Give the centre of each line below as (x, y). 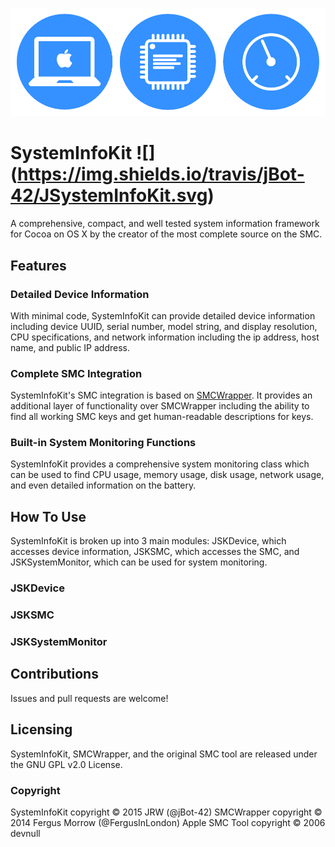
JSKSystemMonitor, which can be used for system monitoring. (139, 562)
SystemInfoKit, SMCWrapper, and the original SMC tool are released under (164, 754)
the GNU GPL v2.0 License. (66, 764)
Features (38, 265)
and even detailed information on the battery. (103, 485)
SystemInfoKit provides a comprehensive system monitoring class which (160, 464)
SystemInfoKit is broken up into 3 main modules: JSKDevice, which (148, 541)
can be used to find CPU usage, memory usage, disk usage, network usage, (167, 475)
